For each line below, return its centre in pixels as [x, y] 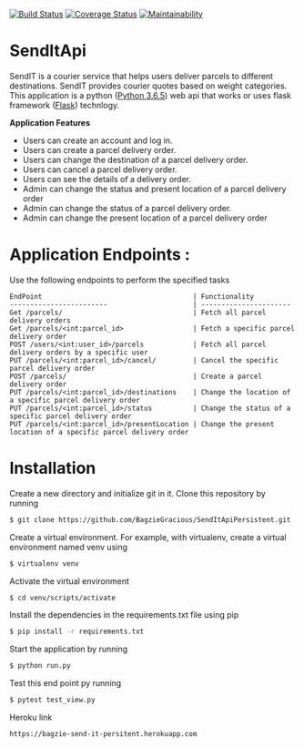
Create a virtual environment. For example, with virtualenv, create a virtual [148, 537]
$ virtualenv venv [44, 564]
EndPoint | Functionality [132, 296]
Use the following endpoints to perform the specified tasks [120, 280]
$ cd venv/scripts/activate [63, 598]
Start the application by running [69, 649]
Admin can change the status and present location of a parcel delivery [154, 189]
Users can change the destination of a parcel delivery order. [135, 159]
